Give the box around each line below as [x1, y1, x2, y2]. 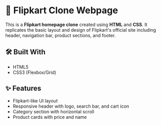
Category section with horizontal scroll [12, 108, 95, 114]
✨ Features [5, 84, 41, 93]
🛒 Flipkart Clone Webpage [5, 5, 119, 16]
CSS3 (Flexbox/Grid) [12, 69, 57, 76]
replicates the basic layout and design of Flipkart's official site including [5, 27, 156, 33]
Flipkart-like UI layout [12, 97, 58, 104]
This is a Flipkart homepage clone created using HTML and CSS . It [5, 21, 148, 28]
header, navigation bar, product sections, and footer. [5, 32, 116, 38]
